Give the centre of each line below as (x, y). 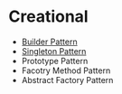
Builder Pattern (49, 42)
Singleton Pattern (54, 51)
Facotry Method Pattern (66, 70)
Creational (48, 17)
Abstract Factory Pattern (67, 80)
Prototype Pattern (55, 61)
